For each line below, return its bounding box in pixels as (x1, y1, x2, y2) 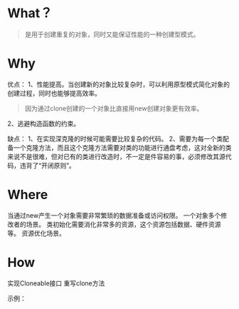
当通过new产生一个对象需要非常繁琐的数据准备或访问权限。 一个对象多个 (7, 211, 221, 220)
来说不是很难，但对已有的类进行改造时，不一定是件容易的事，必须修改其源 (7, 152, 225, 161)
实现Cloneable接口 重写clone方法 (7, 278, 105, 288)
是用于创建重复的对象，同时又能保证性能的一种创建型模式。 (24, 30, 200, 39)
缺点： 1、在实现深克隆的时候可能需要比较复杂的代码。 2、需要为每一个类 (7, 134, 223, 143)
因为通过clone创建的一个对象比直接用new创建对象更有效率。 (24, 103, 203, 113)
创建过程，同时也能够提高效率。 (7, 88, 101, 97)
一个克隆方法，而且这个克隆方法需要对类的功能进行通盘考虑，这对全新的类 (13, 143, 232, 152)
